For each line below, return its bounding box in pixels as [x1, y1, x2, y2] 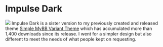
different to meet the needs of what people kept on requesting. [5, 36, 137, 42]
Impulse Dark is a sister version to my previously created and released [11, 20, 158, 26]
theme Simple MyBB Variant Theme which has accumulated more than [5, 25, 152, 31]
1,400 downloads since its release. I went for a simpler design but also [5, 30, 152, 36]
